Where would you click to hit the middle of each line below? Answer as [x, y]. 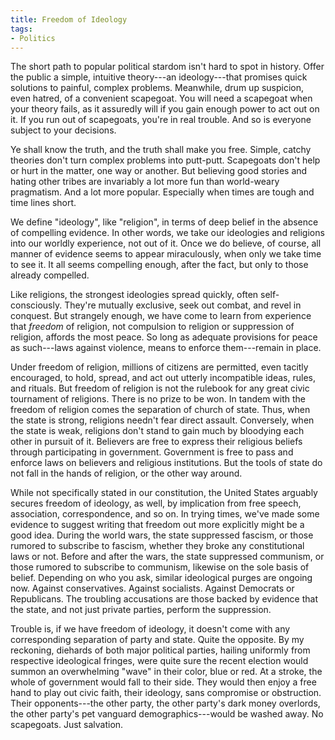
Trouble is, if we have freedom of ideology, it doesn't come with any [150, 629]
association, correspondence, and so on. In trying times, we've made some [165, 514]
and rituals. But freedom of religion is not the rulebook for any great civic [160, 388]
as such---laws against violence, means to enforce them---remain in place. [166, 348]
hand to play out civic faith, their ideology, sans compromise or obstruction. [166, 693]
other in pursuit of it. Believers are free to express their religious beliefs [156, 442]
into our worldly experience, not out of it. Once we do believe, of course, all [166, 243]
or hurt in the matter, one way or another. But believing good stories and [159, 171]
